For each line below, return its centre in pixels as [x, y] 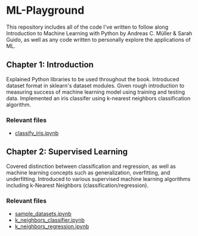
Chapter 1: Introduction [50, 65]
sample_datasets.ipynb [43, 214]
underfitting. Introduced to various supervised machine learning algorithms [98, 179]
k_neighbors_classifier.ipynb [50, 220]
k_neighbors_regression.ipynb [52, 226]
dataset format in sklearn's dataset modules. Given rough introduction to [95, 85]
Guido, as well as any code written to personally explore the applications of [98, 39]
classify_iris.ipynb [37, 133]
